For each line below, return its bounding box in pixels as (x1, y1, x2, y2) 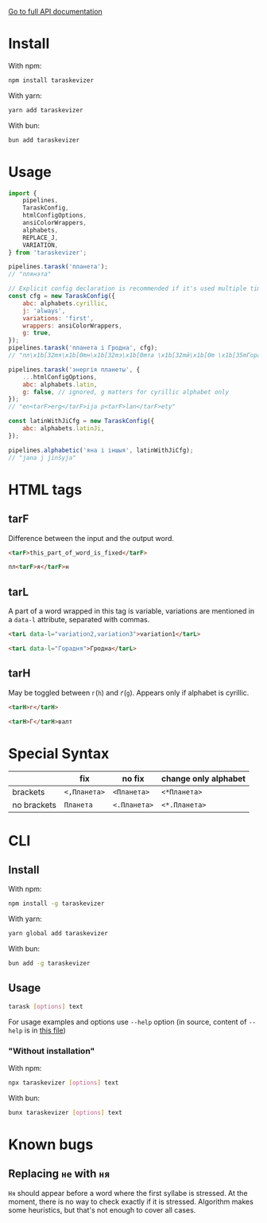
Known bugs (8, 1135, 94, 1154)
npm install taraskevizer (8, 76, 94, 84)
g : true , (22, 329, 52, 337)
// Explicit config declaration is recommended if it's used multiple (8, 284, 247, 293)
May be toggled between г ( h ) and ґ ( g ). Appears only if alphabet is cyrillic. (8, 688, 250, 697)
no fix (122, 773, 145, 784)
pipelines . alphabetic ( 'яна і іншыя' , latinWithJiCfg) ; (8, 446, 194, 454)
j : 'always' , (22, 307, 66, 315)
